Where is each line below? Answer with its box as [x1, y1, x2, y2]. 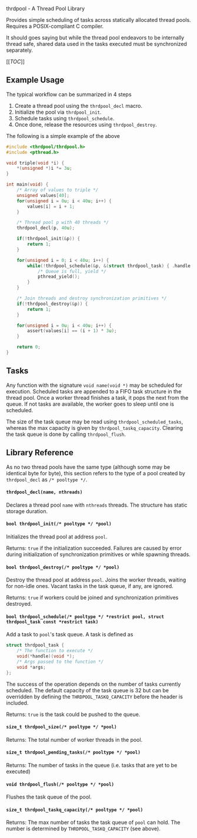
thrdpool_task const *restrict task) [6, 619, 99, 625]
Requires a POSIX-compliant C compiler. [6, 23, 104, 29]
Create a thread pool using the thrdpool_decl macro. [14, 102, 143, 109]
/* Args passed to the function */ [16, 659, 104, 665]
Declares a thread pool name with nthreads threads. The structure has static [6, 501, 188, 508]
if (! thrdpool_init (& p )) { [16, 236, 81, 242]
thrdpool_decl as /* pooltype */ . [6, 476, 88, 483]
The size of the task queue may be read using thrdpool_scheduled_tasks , [6, 418, 183, 425]
